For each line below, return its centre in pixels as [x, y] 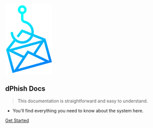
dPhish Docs [25, 89]
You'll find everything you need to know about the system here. [78, 110]
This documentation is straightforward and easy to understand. [83, 101]
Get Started [17, 120]
